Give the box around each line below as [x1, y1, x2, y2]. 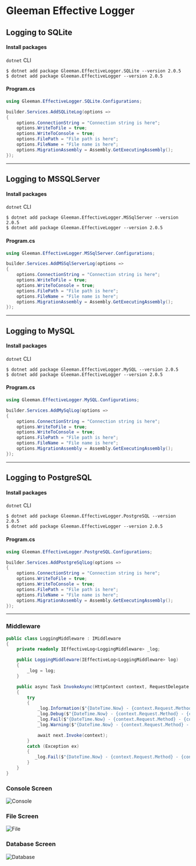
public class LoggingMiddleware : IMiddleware [6, 636, 121, 641]
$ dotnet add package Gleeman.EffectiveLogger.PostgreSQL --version [6, 513, 176, 519]
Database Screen [6, 840, 56, 848]
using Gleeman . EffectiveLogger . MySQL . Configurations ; [6, 397, 140, 403]
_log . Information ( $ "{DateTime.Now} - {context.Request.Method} [37, 706, 194, 712]
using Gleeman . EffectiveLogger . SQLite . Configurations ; [6, 98, 142, 104]
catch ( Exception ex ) [27, 743, 80, 749]
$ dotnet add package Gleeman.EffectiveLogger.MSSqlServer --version [6, 215, 179, 220]
